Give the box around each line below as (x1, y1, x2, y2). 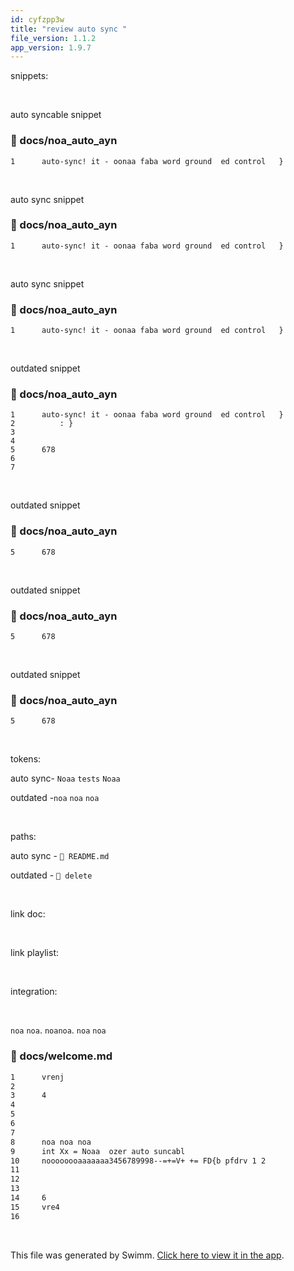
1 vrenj (10, 1072, 65, 1082)
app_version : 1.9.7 (10, 42, 92, 53)
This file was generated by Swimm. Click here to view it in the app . (10, 1249, 285, 1261)
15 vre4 (10, 1202, 60, 1212)
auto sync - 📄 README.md (10, 850, 110, 862)
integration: (10, 986, 58, 998)
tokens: (10, 753, 42, 765)
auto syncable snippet (10, 109, 102, 121)
